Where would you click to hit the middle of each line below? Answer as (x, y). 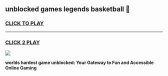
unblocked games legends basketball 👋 (67, 9)
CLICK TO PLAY (24, 23)
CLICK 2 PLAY (22, 42)
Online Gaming (21, 67)
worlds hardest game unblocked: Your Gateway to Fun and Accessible (79, 62)
